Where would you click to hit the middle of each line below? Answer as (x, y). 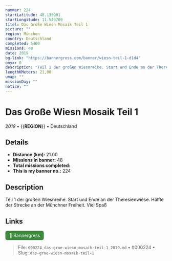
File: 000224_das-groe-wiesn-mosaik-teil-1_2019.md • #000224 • (86, 247)
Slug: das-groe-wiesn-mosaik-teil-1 (56, 253)
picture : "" (18, 29)
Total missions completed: (41, 165)
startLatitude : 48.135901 (33, 15)
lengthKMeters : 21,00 (28, 72)
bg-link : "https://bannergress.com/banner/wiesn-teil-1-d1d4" (73, 58)
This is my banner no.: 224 (42, 171)
